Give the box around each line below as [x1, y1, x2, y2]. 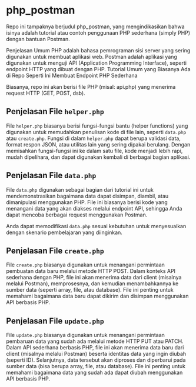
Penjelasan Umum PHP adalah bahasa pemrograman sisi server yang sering [6, 46, 191, 54]
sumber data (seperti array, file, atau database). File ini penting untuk [6, 286, 174, 293]
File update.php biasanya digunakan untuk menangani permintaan [6, 332, 165, 339]
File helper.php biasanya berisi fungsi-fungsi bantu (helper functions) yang [6, 122, 188, 129]
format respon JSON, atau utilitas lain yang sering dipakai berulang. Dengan [6, 141, 191, 148]
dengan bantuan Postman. [6, 35, 71, 42]
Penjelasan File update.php [6, 316, 104, 326]
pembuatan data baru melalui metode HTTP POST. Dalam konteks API [6, 268, 175, 275]
